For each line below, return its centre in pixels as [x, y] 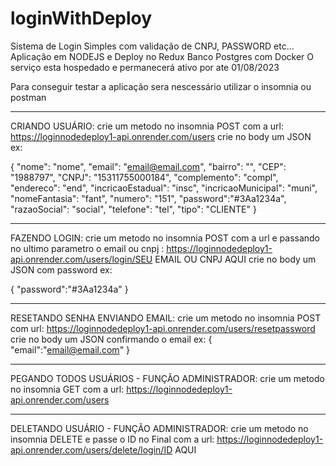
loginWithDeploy [81, 18]
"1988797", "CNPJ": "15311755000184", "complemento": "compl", [144, 177]
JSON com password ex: [61, 269]
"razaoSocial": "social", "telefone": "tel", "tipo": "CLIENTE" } [133, 209]
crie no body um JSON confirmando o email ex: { [111, 339]
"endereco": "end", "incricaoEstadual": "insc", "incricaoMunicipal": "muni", [164, 188]
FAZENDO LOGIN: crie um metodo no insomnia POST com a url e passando [165, 238]
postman [28, 97]
